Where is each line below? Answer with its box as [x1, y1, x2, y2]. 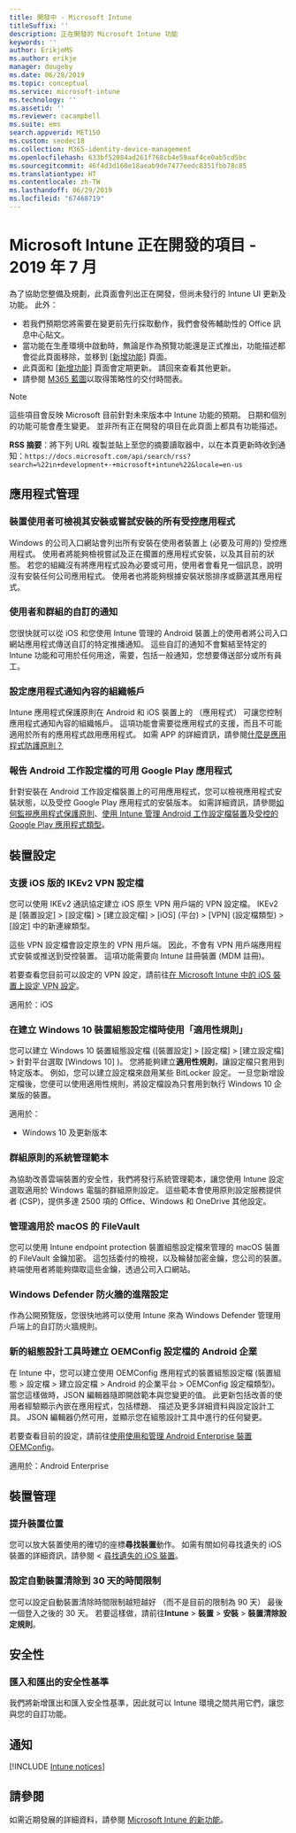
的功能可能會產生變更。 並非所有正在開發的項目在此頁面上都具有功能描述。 [9, 420, 283, 431]
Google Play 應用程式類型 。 [9, 819, 110, 830]
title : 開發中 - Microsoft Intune [9, 12, 133, 22]
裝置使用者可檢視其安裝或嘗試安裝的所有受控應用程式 [9, 516, 236, 528]
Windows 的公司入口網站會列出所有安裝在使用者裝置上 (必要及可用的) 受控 [9, 537, 280, 548]
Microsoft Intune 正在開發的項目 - [9, 236, 257, 255]
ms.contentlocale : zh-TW [9, 178, 101, 187]
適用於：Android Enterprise [9, 1460, 109, 1471]
